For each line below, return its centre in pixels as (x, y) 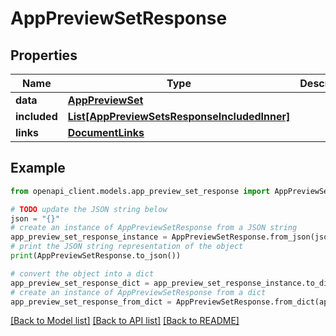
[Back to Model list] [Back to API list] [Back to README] (125, 321)
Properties (44, 55)
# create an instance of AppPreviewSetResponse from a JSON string (154, 228)
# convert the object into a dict (82, 273)
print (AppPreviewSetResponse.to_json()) (96, 256)
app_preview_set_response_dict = (80, 283)
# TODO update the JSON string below (89, 209)
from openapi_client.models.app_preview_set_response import (140, 191)
